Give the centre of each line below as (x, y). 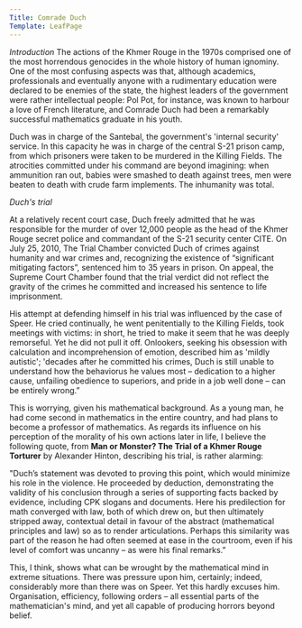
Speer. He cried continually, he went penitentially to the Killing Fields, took (147, 323)
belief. (21, 615)
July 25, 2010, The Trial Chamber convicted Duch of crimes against (134, 248)
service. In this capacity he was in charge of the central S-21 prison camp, (147, 146)
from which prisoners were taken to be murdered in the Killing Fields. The (146, 155)
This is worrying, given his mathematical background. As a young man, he (146, 408)
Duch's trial (31, 202)
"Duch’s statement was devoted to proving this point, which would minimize (150, 473)
